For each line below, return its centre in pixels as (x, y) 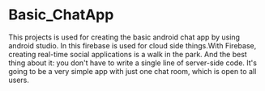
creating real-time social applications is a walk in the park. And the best (128, 54)
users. (19, 80)
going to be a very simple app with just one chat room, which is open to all (132, 71)
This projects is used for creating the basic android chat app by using (124, 37)
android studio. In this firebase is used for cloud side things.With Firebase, (132, 45)
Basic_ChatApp (61, 15)
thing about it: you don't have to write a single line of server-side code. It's (133, 63)
